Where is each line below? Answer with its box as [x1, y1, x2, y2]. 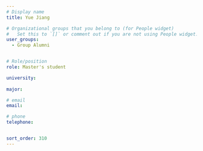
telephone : [6, 119, 34, 126]
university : [6, 75, 36, 81]
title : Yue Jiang [6, 14, 50, 21]
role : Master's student [6, 64, 66, 70]
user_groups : [6, 37, 39, 43]
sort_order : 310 [6, 135, 47, 141]
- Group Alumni [11, 42, 50, 48]
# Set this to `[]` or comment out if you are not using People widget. [6, 31, 199, 37]
